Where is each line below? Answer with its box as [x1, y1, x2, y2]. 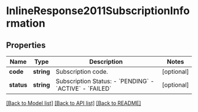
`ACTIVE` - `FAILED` [55, 84, 112, 93]
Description [89, 58, 123, 65]
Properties [6, 40, 46, 50]
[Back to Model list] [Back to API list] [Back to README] [6, 100, 141, 107]
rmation [6, 17, 45, 30]
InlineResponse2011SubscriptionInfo [6, 4, 190, 18]
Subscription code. [55, 68, 108, 75]
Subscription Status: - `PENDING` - [55, 77, 154, 85]
